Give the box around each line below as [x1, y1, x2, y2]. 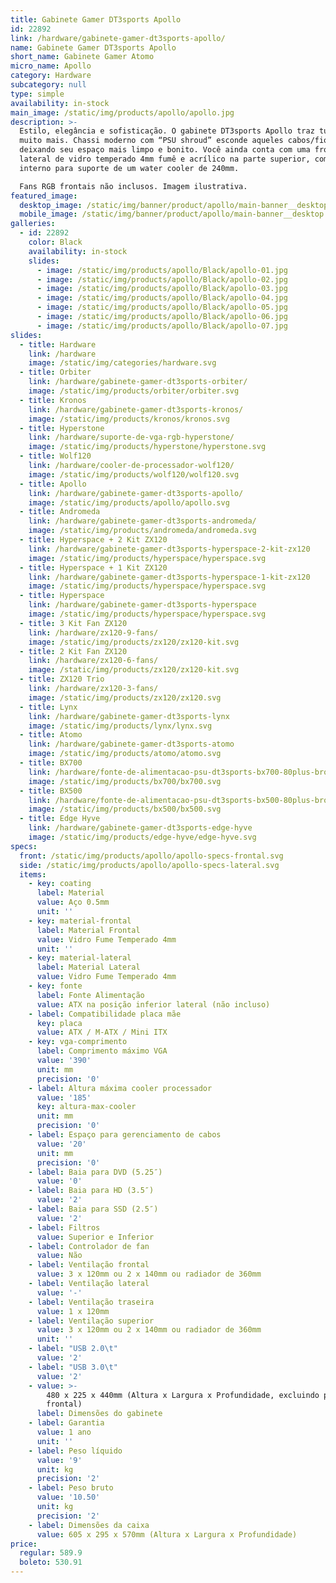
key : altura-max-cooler [36, 1102, 137, 1112]
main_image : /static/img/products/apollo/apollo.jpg [10, 107, 235, 118]
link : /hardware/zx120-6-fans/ [28, 656, 159, 666]
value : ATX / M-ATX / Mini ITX [36, 1027, 168, 1038]
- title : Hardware [19, 339, 97, 350]
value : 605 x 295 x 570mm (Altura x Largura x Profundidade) [36, 1529, 298, 1540]
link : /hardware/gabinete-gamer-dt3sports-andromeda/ [28, 516, 257, 526]
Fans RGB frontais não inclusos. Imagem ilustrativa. [19, 181, 248, 191]
